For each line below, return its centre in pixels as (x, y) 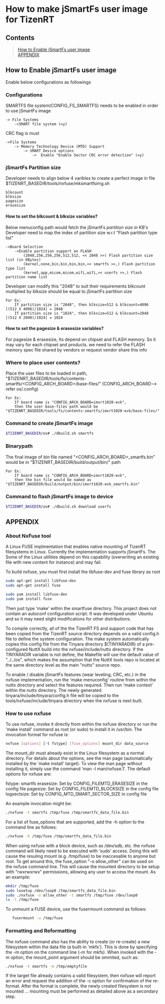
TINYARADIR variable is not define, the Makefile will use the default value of (82, 654)
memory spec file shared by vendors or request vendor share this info (76, 350)
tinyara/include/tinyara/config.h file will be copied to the (62, 695)
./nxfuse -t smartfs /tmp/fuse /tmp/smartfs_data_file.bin (67, 813)
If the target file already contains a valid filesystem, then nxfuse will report (81, 975)
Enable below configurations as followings (48, 82)
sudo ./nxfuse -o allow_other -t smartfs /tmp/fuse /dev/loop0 (72, 895)
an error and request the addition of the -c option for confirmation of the (79, 981)
